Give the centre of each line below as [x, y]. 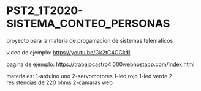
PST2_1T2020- [45, 11]
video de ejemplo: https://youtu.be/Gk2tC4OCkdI [68, 52]
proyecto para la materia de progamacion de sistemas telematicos [90, 40]
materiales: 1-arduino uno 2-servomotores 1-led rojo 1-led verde [87, 76]
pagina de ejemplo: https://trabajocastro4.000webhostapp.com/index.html [100, 64]
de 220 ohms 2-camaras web [75, 82]
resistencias [21, 82]
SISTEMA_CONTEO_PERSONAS [88, 24]
